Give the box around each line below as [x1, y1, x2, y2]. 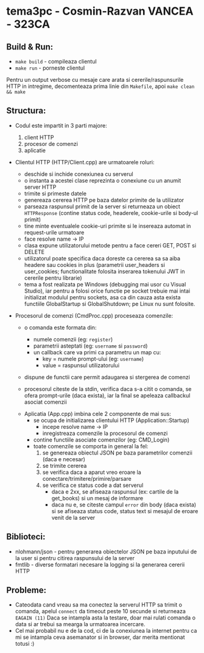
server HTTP [24, 183, 57, 191]
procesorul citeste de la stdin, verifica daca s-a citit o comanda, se [24, 385, 192, 392]
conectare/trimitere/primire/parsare [42, 475, 132, 482]
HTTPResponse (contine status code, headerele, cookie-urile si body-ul [24, 209, 199, 216]
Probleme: [6, 585, 47, 596]
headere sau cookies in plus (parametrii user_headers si [24, 261, 166, 268]
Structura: [6, 106, 46, 116]
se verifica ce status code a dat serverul [42, 481, 144, 489]
